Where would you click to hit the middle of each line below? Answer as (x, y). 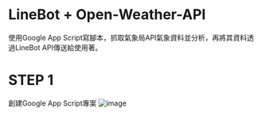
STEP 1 (31, 80)
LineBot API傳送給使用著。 (59, 47)
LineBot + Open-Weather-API (107, 15)
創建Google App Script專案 (53, 103)
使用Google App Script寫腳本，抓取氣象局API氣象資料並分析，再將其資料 (128, 37)
